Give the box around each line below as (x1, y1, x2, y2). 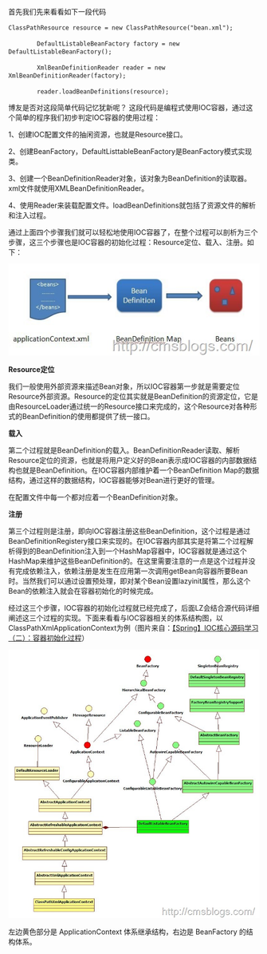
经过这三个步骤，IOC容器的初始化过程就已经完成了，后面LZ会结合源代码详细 (8, 604, 260, 613)
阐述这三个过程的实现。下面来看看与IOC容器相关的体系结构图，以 (8, 613, 223, 623)
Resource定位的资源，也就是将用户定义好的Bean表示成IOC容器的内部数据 (8, 456, 250, 465)
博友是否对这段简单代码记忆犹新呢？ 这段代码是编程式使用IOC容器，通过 (8, 103, 246, 112)
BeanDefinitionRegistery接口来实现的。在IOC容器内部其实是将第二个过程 (8, 536, 247, 546)
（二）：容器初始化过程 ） (8, 633, 89, 643)
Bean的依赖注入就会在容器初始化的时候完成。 (8, 586, 158, 596)
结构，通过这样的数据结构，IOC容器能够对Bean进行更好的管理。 (8, 476, 219, 485)
